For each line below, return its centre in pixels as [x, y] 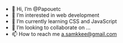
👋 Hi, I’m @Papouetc [36, 9]
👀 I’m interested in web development [55, 15]
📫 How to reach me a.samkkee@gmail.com [64, 34]
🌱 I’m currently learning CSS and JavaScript [64, 21]
